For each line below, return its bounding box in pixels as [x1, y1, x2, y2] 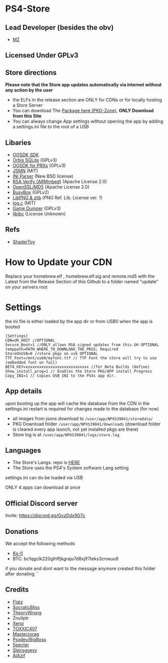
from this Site [12, 113, 42, 119]
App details [5, 387, 42, 395]
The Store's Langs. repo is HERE [12, 460, 80, 466]
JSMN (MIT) [12, 168, 38, 174]
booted [5, 324, 20, 330]
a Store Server [12, 102, 43, 109]
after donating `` [5, 571, 39, 577]
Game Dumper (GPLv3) [12, 206, 62, 212]
